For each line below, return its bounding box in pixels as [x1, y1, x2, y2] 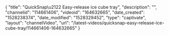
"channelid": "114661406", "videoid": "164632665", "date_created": [5, 9, 145, 15]
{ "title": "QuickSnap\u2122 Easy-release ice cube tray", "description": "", [5, 4, 157, 10]
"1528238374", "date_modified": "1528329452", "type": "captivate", [5, 15, 146, 20]
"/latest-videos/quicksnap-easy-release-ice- [71, 20, 164, 26]
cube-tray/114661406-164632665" [5, 25, 77, 31]
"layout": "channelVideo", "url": [5, 20, 71, 26]
